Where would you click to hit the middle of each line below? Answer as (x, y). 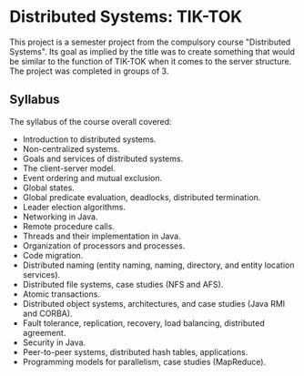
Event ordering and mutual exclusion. (92, 178)
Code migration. (53, 255)
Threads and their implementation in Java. (101, 236)
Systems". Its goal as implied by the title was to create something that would (152, 51)
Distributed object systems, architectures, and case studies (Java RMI (154, 303)
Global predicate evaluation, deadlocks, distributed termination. (142, 197)
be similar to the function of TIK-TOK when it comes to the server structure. (151, 61)
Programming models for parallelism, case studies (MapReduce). (144, 361)
